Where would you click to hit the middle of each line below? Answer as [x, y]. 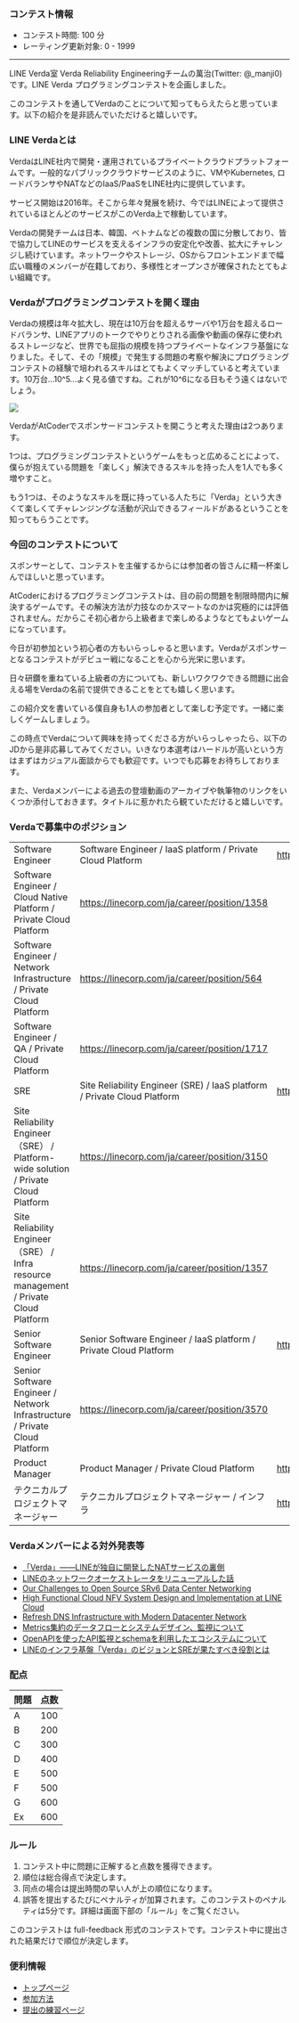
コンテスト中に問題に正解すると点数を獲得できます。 [119, 1866]
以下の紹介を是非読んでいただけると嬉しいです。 [113, 115]
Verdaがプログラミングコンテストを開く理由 [105, 302]
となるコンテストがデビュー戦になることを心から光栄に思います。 [130, 659]
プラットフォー [262, 161]
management [41, 1286]
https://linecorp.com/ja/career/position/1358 [174, 903]
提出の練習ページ [53, 2010]
